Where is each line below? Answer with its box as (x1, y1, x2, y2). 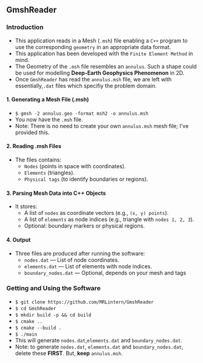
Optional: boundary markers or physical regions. (24, 222, 145, 229)
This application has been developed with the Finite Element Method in (15, 50, 193, 57)
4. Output (6, 236, 31, 243)
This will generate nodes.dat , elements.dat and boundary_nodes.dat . (15, 336, 183, 344)
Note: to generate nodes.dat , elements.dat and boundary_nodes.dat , (15, 343, 184, 350)
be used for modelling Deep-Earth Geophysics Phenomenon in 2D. (15, 69, 185, 76)
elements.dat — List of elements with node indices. (24, 262, 153, 270)
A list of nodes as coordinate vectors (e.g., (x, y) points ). (24, 209, 168, 217)
